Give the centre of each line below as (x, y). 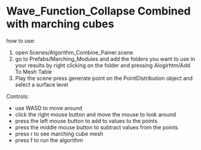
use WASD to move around (49, 108)
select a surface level (41, 84)
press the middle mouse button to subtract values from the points (96, 127)
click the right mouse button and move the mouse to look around (95, 114)
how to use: (21, 41)
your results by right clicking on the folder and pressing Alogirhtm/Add (103, 65)
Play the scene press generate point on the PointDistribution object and (104, 78)
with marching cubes (60, 24)
